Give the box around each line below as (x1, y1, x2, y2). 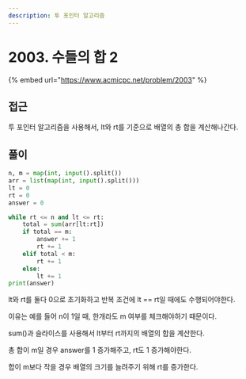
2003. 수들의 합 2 (8, 48, 119, 66)
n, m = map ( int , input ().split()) (8, 170, 123, 178)
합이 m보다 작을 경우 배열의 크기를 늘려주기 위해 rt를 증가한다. (8, 362, 199, 372)
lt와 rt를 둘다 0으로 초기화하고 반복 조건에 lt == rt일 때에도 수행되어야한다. (8, 295, 236, 304)
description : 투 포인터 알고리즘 (8, 11, 105, 20)
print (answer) (8, 279, 55, 288)
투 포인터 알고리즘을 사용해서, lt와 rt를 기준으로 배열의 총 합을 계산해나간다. (8, 122, 239, 132)
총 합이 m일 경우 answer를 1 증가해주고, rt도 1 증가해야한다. (8, 346, 192, 355)
